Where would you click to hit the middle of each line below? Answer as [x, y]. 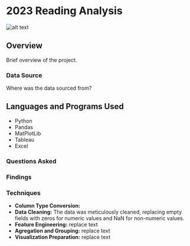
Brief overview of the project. [42, 60]
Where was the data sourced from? [49, 88]
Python [23, 121]
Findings [19, 177]
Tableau [24, 139]
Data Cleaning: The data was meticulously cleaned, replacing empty [98, 212]
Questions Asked [31, 161]
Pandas [24, 127]
